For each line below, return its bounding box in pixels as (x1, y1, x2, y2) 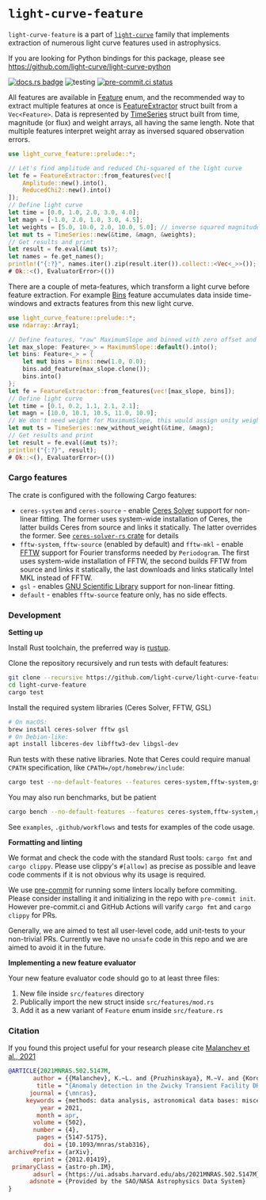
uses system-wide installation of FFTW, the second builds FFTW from (19, 556, 248, 565)
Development (8, 610, 62, 621)
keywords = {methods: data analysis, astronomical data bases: (25, 1096, 239, 1104)
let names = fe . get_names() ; (8, 253, 104, 261)
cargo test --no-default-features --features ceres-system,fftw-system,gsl (8, 778, 264, 786)
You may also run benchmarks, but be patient (8, 793, 157, 802)
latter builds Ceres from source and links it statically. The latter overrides (19, 522, 257, 532)
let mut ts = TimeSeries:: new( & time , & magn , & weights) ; (8, 231, 196, 239)
